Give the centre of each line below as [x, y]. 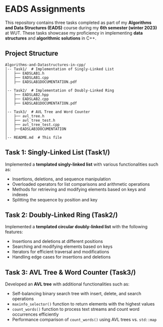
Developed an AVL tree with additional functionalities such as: [67, 284]
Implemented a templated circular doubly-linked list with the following [76, 227]
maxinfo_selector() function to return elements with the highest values [83, 304]
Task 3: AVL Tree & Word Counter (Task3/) [71, 272]
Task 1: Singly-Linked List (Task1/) [58, 153]
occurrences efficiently [36, 314]
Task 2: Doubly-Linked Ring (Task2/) [62, 215]
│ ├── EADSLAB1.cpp [27, 77]
